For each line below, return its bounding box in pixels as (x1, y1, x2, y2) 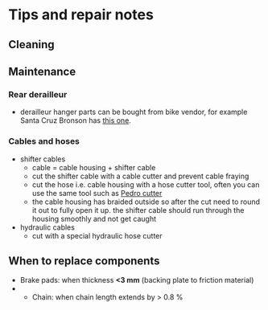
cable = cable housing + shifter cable (31, 162, 156, 172)
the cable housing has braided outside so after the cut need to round (31, 197, 260, 206)
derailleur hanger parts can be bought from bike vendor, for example (19, 107, 248, 117)
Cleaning (8, 38, 55, 51)
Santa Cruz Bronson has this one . (19, 116, 131, 125)
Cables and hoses (8, 136, 80, 147)
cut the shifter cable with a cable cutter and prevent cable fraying (31, 171, 249, 181)
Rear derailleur (8, 88, 68, 100)
